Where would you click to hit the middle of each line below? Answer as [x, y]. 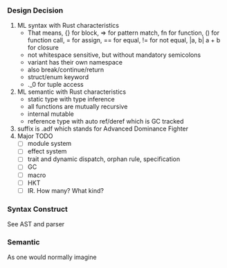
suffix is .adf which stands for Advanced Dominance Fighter [103, 129]
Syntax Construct [37, 209]
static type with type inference [71, 99]
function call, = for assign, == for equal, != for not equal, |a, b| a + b [124, 40]
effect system [47, 151]
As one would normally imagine [52, 257]
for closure [43, 48]
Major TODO [35, 136]
